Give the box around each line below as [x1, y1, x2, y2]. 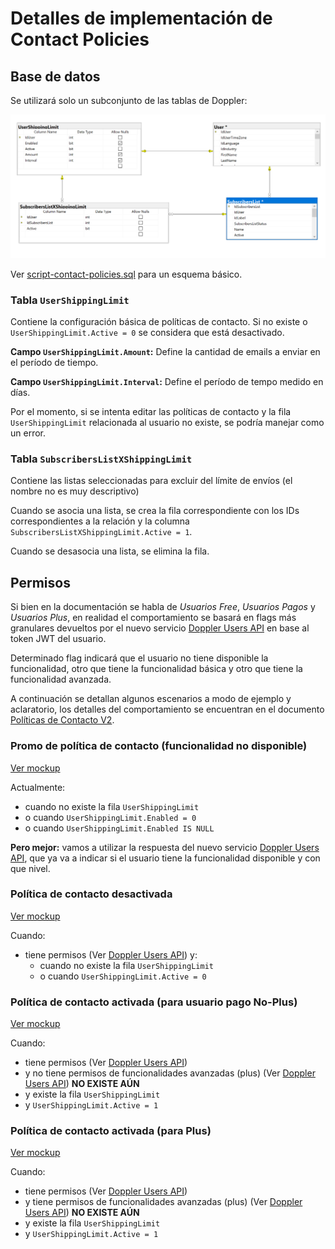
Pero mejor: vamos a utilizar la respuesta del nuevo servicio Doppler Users [10, 841, 320, 853]
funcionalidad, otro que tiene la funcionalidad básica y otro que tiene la [10, 663, 303, 675]
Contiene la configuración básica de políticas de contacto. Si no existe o [10, 316, 308, 328]
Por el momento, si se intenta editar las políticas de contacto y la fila [10, 406, 292, 418]
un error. [10, 427, 46, 439]
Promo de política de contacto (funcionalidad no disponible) [10, 739, 308, 753]
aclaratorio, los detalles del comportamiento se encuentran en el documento [10, 703, 325, 716]
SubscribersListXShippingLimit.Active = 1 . [10, 526, 193, 538]
